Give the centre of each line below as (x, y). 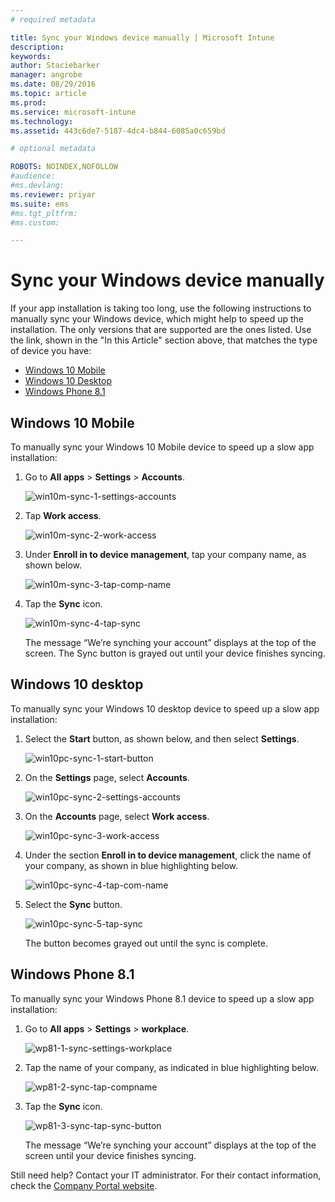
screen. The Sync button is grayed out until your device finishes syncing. (175, 653)
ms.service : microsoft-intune (73, 112)
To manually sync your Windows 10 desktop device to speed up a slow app (165, 708)
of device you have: (51, 351)
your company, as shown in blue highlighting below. (131, 865)
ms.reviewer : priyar (53, 194)
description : (37, 47)
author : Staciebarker (55, 66)
